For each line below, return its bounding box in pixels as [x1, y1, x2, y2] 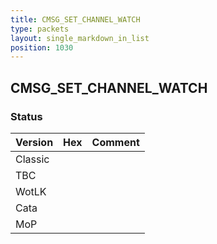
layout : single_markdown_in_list [10, 33, 150, 43]
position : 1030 [10, 42, 74, 53]
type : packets [10, 24, 70, 34]
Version [15, 135, 54, 149]
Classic [15, 152, 50, 166]
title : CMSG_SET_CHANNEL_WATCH [10, 14, 141, 25]
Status [10, 109, 43, 123]
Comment [91, 135, 140, 149]
